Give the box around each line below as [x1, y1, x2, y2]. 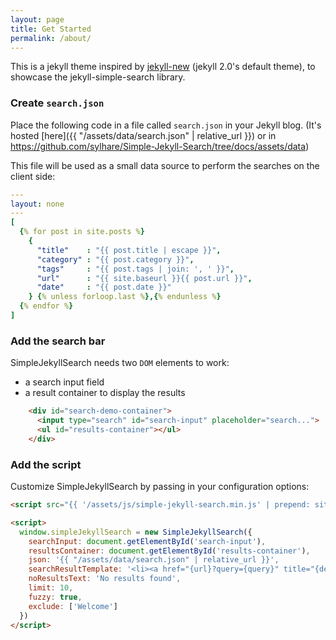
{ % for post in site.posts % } [19, 227, 145, 237]
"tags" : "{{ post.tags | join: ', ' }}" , [36, 264, 235, 274]
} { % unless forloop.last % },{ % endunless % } [28, 292, 222, 302]
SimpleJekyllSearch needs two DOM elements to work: [10, 357, 230, 369]
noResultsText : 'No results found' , [28, 574, 182, 584]
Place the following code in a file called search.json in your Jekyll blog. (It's [10, 119, 322, 131]
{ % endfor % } [19, 301, 74, 311]
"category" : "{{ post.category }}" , [36, 254, 195, 265]
